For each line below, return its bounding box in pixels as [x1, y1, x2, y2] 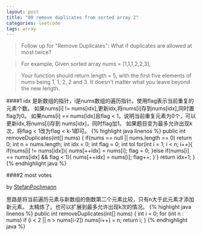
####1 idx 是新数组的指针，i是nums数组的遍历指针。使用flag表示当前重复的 [6, 97, 194, 104]
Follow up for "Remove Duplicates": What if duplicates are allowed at [21, 42, 192, 49]
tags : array [6, 25, 36, 32]
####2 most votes [6, 171, 52, 179]
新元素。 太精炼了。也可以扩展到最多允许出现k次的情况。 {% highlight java [6, 203, 192, 211]
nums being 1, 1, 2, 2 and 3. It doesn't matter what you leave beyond [21, 78, 191, 86]
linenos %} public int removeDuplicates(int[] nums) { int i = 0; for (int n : [6, 210, 184, 217]
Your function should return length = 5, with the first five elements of [21, 72, 192, 79]
